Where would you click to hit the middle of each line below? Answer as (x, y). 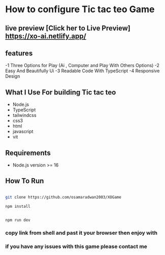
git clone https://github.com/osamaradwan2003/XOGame (63, 197)
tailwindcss (24, 115)
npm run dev (18, 220)
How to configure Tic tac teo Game (80, 9)
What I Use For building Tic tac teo (61, 92)
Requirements (28, 153)
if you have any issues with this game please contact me (76, 246)
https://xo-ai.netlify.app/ (46, 36)
